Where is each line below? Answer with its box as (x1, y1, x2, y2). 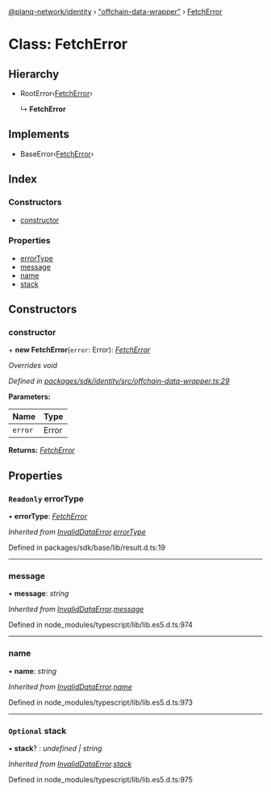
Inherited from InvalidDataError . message (8, 605, 144, 614)
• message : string (8, 589, 69, 598)
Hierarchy (8, 67, 60, 81)
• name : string (8, 666, 57, 676)
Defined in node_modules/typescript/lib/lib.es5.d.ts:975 (8, 775, 194, 785)
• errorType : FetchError (8, 512, 88, 522)
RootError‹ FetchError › (19, 89, 93, 98)
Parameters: (8, 392, 51, 402)
